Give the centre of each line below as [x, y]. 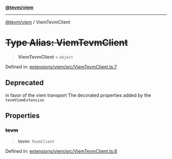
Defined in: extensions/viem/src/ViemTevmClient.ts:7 [61, 66]
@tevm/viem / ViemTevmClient [38, 22]
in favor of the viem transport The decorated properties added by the [78, 95]
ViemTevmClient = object [45, 57]
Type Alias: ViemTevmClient [67, 43]
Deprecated [25, 83]
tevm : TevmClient [36, 141]
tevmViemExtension [25, 100]
